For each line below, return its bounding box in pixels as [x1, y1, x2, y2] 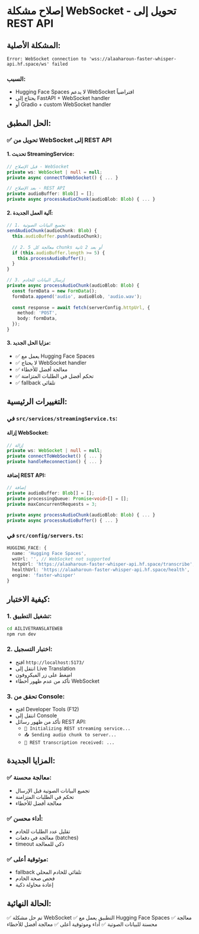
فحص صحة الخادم [15, 875, 55, 882]
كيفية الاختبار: [7, 594, 50, 605]
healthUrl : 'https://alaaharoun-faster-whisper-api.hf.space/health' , [12, 567, 190, 573]
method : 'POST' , [17, 310, 58, 316]
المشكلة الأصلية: [7, 40, 61, 50]
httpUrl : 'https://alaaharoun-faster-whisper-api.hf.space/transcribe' [12, 561, 193, 567]
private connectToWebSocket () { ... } [7, 453, 102, 460]
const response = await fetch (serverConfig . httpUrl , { [12, 304, 150, 310]
